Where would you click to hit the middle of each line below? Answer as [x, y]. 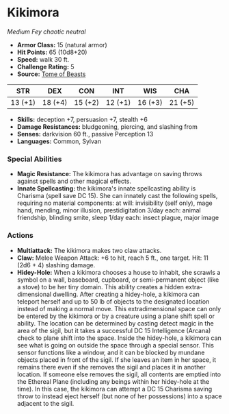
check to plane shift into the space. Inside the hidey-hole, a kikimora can [119, 338]
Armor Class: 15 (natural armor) [62, 45]
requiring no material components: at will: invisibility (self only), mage [115, 203]
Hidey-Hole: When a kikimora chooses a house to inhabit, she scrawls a [119, 272]
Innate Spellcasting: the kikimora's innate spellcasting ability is [106, 188]
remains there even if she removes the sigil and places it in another [111, 367]
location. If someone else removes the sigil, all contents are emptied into [119, 374]
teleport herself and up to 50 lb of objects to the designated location [113, 301]
